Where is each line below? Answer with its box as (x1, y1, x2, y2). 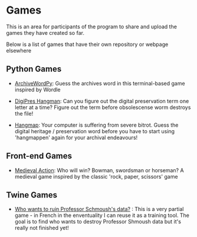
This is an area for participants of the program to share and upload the (6, 23, 177, 30)
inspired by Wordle (14, 86, 61, 93)
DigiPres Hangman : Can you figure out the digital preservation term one (14, 97, 189, 104)
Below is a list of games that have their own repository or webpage (6, 41, 169, 48)
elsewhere (6, 47, 31, 54)
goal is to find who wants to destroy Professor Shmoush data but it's (14, 218, 182, 225)
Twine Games (6, 190, 58, 200)
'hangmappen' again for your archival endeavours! (14, 134, 138, 141)
